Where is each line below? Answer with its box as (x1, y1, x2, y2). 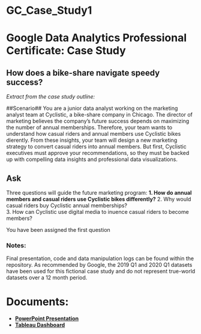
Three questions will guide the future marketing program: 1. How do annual (6, 189, 192, 196)
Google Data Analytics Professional (6, 31, 187, 45)
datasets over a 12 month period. (6, 274, 88, 281)
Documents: (6, 295, 69, 309)
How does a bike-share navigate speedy (6, 67, 160, 78)
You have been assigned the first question (6, 226, 111, 233)
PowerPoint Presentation (14, 315, 79, 322)
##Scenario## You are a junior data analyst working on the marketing (6, 105, 178, 112)
